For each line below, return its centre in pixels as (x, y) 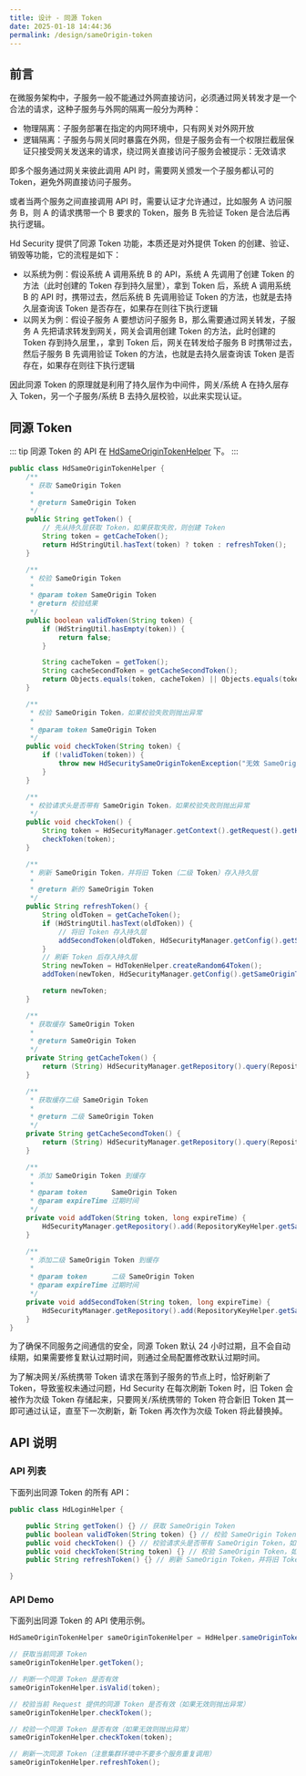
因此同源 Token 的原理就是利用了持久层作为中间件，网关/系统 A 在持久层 (145, 385)
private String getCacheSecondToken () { (103, 1134)
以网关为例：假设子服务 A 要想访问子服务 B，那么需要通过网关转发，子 (155, 320)
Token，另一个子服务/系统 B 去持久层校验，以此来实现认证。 (133, 396)
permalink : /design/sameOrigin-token (81, 35)
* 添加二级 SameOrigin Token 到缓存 (94, 1260)
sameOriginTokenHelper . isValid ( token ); (85, 1688)
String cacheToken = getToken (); (106, 662)
